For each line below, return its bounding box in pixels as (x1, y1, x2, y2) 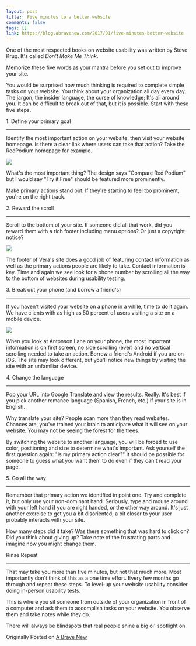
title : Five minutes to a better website (6, 14, 111, 20)
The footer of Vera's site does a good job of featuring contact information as (6, 256, 190, 264)
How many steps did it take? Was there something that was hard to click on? (6, 528, 190, 535)
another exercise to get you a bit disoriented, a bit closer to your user (6, 510, 172, 517)
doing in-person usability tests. (6, 587, 81, 594)
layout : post (6, 8, 38, 15)
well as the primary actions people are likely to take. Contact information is (6, 262, 185, 269)
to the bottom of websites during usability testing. (6, 275, 125, 282)
